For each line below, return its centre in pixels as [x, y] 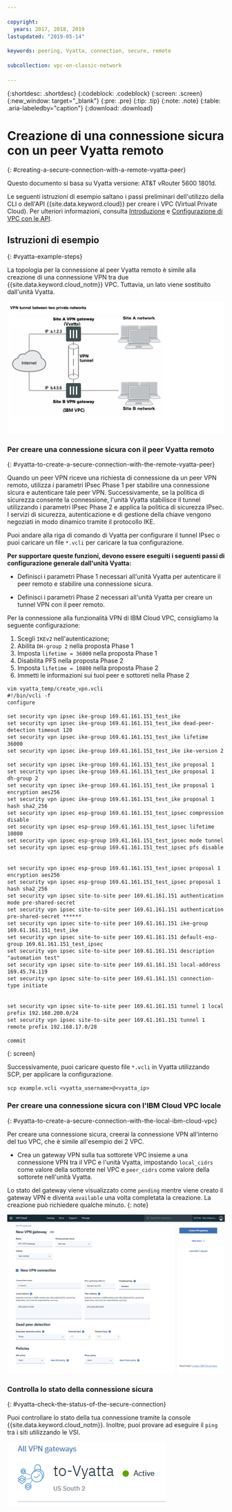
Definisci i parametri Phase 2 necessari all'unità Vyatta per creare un [115, 598]
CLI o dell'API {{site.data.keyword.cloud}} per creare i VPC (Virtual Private [112, 204]
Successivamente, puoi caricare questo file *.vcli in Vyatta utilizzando [108, 1067]
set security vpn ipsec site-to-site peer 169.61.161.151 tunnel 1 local [116, 1007]
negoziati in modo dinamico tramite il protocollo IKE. [81, 522]
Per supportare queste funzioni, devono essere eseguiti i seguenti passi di [116, 556]
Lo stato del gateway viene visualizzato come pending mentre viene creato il [115, 1190]
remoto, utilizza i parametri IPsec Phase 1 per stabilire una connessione [108, 485]
